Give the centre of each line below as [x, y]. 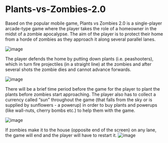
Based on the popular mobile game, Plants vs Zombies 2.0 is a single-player [84, 23]
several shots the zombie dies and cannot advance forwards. [68, 69]
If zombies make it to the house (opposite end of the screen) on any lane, [81, 130]
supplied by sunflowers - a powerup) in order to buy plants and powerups [81, 105]
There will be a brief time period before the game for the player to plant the [83, 89]
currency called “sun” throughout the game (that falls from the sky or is [79, 100]
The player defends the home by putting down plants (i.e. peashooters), [79, 58]
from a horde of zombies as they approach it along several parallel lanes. [80, 39]
